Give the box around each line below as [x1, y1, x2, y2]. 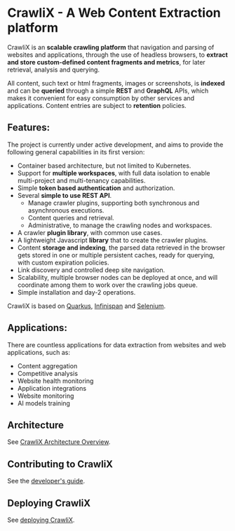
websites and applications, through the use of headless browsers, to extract [7, 51, 228, 59]
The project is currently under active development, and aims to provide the [7, 140, 224, 149]
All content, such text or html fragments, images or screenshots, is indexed [7, 79, 225, 87]
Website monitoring [17, 391, 74, 400]
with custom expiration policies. [17, 258, 110, 267]
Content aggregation [17, 361, 78, 370]
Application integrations [17, 384, 86, 392]
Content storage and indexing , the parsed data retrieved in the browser [17, 243, 226, 252]
